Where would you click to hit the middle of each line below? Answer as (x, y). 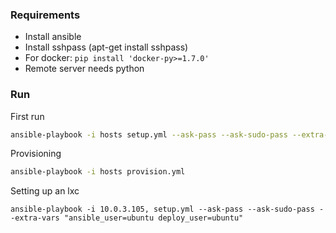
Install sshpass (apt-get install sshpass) (106, 47)
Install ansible (53, 37)
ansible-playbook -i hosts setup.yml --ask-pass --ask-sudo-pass (149, 134)
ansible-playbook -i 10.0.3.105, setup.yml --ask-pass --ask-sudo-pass (162, 209)
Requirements (45, 15)
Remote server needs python (84, 69)
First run (27, 116)
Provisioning (36, 154)
